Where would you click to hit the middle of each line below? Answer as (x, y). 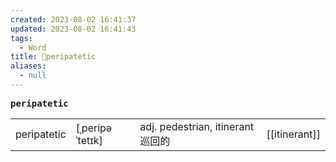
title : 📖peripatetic (53, 57)
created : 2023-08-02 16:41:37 (73, 19)
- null (33, 76)
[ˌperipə (94, 128)
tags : (21, 38)
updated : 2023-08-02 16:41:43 (73, 29)
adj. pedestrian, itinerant (197, 126)
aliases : (28, 66)
